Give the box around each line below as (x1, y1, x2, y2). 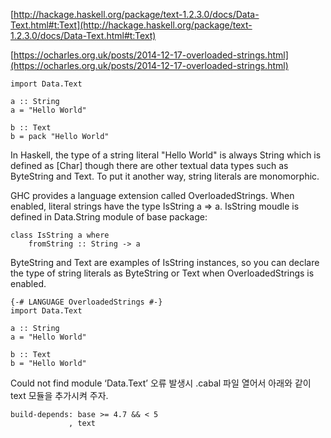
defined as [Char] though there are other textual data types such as (10, 160, 289, 171)
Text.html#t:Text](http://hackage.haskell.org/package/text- (10, 19, 253, 31)
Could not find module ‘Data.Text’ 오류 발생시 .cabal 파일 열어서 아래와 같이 (10, 377, 312, 389)
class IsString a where (10, 230, 110, 240)
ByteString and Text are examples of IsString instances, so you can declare (10, 257, 320, 268)
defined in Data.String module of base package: (10, 211, 208, 223)
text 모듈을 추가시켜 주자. (10, 390, 109, 401)
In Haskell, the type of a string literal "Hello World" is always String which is (10, 149, 322, 161)
